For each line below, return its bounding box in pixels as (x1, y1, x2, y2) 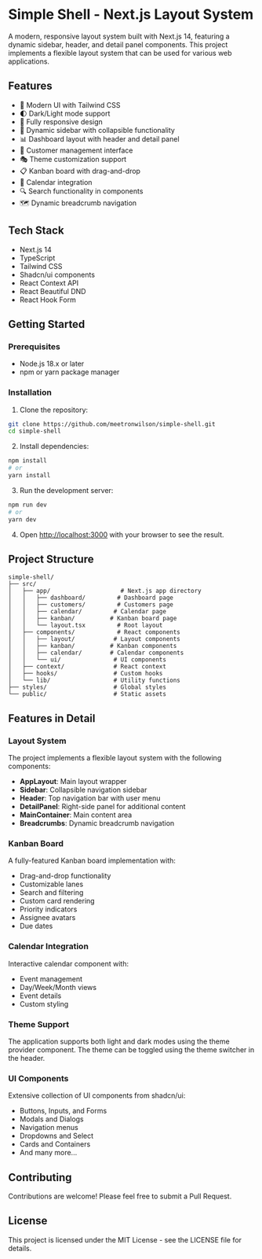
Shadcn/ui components (19, 270, 96, 279)
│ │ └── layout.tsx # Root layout (8, 621, 163, 630)
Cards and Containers (19, 1139, 91, 1149)
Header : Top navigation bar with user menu (19, 793, 161, 803)
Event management (19, 974, 83, 984)
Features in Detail (8, 712, 96, 725)
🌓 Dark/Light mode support (19, 109, 111, 118)
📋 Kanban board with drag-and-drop (19, 166, 141, 175)
